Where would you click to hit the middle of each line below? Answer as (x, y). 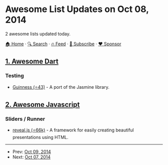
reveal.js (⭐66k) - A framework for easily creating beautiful (73, 130)
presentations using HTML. (40, 137)
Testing (14, 76)
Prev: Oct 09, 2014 (31, 152)
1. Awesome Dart (32, 61)
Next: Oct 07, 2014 (31, 157)
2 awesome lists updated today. (38, 34)
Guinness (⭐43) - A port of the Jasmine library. (61, 87)
